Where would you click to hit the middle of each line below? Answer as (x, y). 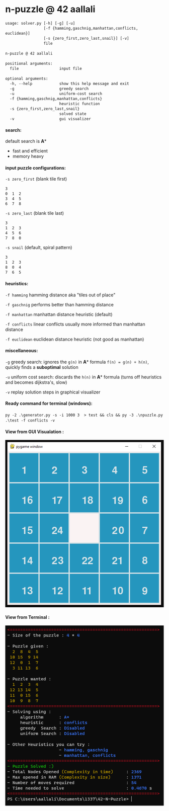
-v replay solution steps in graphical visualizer (53, 392)
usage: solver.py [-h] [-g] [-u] (40, 23)
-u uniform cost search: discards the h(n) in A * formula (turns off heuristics (83, 377)
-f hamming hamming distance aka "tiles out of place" (60, 295)
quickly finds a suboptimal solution (42, 367)
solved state (73, 114)
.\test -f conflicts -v (30, 420)
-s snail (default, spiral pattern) (39, 248)
